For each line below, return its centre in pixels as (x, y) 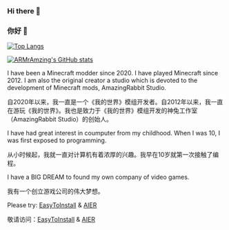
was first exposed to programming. (57, 140)
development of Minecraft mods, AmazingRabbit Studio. (87, 88)
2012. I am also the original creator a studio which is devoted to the (102, 80)
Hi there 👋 (24, 11)
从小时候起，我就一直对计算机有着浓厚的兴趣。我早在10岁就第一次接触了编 (113, 155)
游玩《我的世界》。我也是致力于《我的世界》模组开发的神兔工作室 (105, 111)
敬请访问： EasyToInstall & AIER (51, 220)
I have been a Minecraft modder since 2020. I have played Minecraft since (113, 73)
